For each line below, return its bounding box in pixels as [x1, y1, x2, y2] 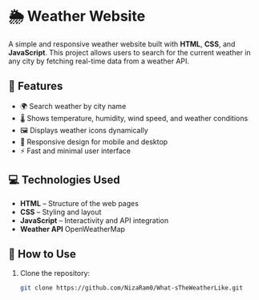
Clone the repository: [19, 269, 91, 278]
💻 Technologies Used [8, 173, 120, 187]
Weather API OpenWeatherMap [19, 224, 126, 233]
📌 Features [8, 79, 63, 93]
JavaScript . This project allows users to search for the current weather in [8, 47, 251, 57]
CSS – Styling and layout [19, 207, 102, 217]
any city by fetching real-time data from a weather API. [8, 56, 190, 66]
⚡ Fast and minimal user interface [19, 146, 131, 156]
